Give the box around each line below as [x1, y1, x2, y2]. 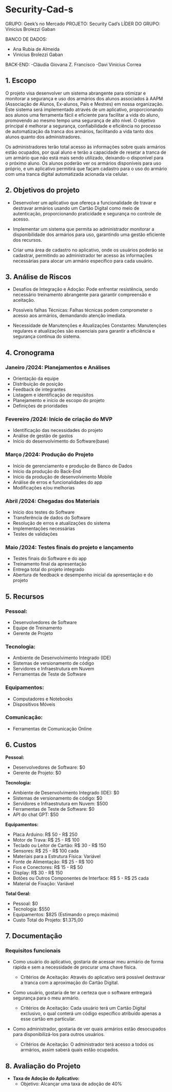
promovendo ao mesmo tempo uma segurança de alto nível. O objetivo [5, 117, 156, 123]
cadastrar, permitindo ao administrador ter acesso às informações [12, 252, 153, 258]
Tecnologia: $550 [12, 906, 50, 912]
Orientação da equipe [12, 375, 59, 381]
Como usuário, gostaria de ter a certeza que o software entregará [12, 990, 152, 996]
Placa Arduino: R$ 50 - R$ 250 [12, 831, 78, 838]
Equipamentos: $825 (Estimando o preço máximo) [12, 911, 119, 917]
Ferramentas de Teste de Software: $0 [12, 806, 95, 812]
